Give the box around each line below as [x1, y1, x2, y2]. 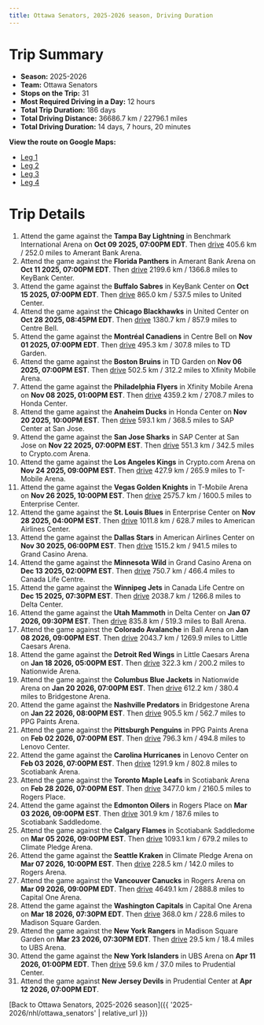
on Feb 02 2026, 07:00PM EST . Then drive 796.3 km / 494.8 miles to [20, 733, 246, 743]
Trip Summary [9, 45, 104, 63]
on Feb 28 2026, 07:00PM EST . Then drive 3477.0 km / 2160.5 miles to [20, 783, 251, 793]
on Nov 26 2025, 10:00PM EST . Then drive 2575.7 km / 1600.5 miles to [20, 490, 252, 500]
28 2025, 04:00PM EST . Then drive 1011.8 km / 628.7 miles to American [20, 515, 255, 525]
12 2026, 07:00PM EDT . [20, 984, 99, 993]
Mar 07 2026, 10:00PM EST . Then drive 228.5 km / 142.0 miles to [20, 859, 234, 868]
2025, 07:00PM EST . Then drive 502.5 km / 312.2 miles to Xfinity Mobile [20, 365, 256, 374]
